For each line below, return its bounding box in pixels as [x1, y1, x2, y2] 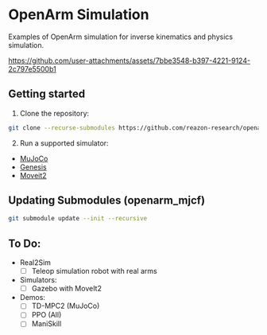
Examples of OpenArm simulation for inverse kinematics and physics [8, 32, 233, 41]
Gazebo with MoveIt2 [31, 284, 102, 294]
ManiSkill [31, 319, 62, 329]
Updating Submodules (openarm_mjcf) [8, 193, 205, 208]
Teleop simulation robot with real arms [31, 267, 157, 276]
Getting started [8, 88, 86, 101]
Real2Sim [19, 258, 52, 267]
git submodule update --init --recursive [8, 215, 148, 223]
